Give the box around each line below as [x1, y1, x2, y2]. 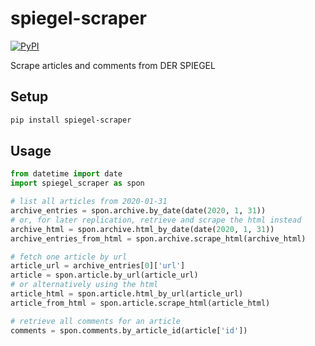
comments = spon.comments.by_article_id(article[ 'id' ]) [10, 325, 248, 336]
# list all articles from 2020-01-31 [10, 197, 168, 207]
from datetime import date [10, 169, 123, 179]
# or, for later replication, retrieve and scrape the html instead [10, 215, 302, 225]
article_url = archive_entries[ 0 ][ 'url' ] [10, 261, 186, 271]
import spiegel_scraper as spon [10, 178, 145, 189]
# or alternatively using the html [10, 280, 159, 290]
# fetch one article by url [10, 252, 128, 262]
